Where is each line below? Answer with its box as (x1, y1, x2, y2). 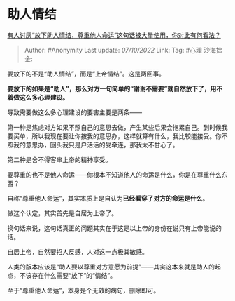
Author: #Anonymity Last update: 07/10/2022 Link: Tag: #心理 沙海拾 (24, 46, 222, 54)
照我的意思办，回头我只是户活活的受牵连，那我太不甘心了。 (7, 140, 179, 149)
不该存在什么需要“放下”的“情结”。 (19, 271, 117, 279)
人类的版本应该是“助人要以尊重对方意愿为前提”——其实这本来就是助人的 (7, 262, 215, 271)
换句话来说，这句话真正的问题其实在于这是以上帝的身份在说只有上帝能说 (7, 224, 215, 232)
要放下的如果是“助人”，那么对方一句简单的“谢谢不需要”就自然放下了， (7, 84, 211, 93)
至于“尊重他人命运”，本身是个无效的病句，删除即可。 (7, 286, 160, 295)
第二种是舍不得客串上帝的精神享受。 (7, 155, 112, 163)
